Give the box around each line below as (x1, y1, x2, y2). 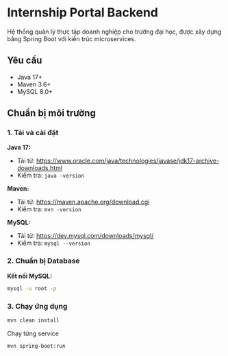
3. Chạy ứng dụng (7, 301, 68, 311)
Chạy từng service (7, 329, 60, 337)
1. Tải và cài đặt (7, 128, 59, 138)
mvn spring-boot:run (7, 342, 66, 349)
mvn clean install (7, 317, 60, 324)
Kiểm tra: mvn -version (16, 205, 81, 213)
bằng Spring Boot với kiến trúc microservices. (7, 34, 136, 43)
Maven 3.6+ (16, 80, 51, 88)
